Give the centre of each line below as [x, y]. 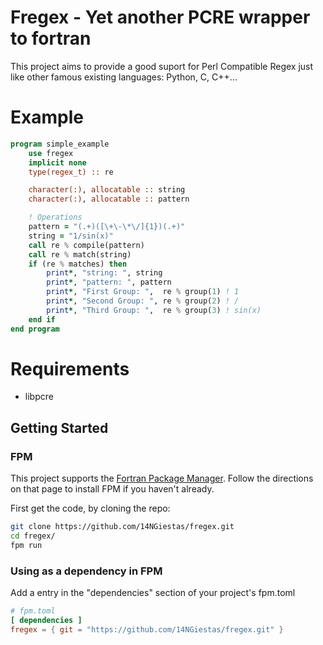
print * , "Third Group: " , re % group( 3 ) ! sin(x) [154, 310]
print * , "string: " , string [104, 273]
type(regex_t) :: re [71, 172]
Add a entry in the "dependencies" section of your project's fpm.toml [153, 593]
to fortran [51, 38]
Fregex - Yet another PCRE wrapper [160, 17]
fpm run [26, 545]
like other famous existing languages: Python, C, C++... [124, 77]
